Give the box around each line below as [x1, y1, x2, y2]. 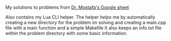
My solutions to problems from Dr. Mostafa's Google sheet [5, 5, 129, 10]
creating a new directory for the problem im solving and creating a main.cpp [5, 20, 166, 25]
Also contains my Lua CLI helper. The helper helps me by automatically [5, 14, 156, 20]
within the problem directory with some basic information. [5, 30, 128, 36]
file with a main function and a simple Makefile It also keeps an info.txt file [5, 25, 162, 31]
